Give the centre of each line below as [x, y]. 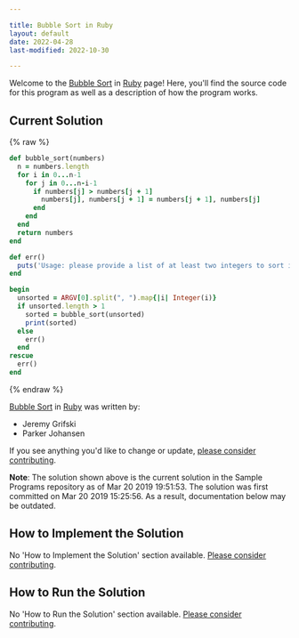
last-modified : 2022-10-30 [59, 50]
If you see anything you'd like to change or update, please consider [133, 450]
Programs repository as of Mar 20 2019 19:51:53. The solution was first [139, 487]
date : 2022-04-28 [41, 42]
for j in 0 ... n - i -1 [61, 183]
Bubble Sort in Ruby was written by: [75, 407]
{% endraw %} [36, 389]
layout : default [39, 33]
